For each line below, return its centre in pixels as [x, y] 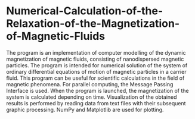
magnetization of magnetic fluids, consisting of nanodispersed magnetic [95, 59]
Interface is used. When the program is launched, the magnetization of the [97, 90]
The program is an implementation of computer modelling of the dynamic [96, 52]
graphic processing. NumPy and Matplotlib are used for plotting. [85, 109]
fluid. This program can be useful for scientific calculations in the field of [95, 78]
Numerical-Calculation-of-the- [85, 11]
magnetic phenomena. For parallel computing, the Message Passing [90, 84]
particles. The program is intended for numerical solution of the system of [97, 65]
